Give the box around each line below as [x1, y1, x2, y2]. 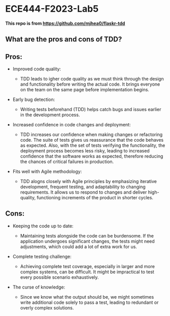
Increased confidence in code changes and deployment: [12, 121, 131, 127]
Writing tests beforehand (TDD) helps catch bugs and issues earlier [20, 106, 161, 112]
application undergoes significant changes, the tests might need [20, 238, 155, 244]
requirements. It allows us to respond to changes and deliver [20, 189, 147, 195]
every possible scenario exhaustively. [20, 274, 99, 280]
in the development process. [20, 112, 80, 118]
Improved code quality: [12, 66, 61, 72]
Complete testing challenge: [12, 253, 72, 259]
